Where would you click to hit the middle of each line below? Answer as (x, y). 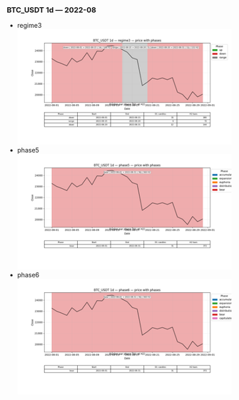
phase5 (28, 150)
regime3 (29, 26)
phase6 (28, 275)
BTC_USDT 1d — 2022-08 (52, 10)
